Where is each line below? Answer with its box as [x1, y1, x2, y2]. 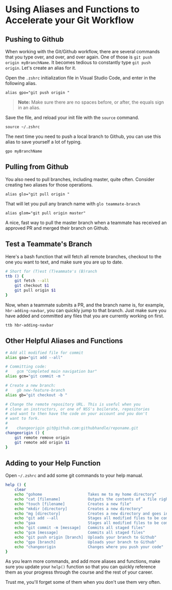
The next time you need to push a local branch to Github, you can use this [5, 133, 161, 139]
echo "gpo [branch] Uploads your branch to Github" [14, 539, 157, 544]
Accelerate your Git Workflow [5, 14, 134, 26]
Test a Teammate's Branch [5, 240, 92, 249]
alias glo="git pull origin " [5, 191, 70, 197]
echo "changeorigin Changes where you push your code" [14, 544, 164, 550]
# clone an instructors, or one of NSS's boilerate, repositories [5, 406, 150, 412]
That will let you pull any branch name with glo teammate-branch [5, 200, 141, 207]
